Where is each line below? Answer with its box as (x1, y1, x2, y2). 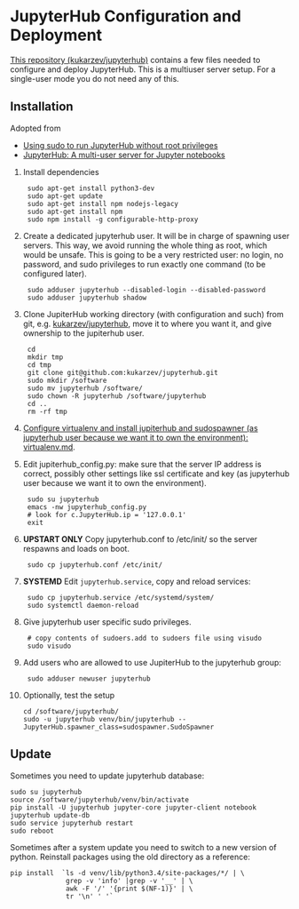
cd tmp (27, 360, 51, 370)
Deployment (10, 25, 103, 45)
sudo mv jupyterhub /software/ (27, 384, 143, 393)
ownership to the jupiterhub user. (22, 327, 145, 339)
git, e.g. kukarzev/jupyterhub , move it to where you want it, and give (22, 318, 272, 329)
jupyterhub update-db (10, 810, 90, 819)
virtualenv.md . (22, 442, 76, 452)
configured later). (22, 268, 87, 279)
